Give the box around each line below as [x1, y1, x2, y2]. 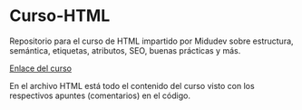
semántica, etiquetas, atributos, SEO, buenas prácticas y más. [9, 45, 241, 55]
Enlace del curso [9, 63, 73, 74]
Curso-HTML [9, 5, 111, 26]
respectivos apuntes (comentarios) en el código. [9, 90, 190, 101]
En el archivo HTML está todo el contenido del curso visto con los [9, 80, 256, 91]
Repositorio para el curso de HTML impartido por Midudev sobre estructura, [9, 35, 294, 46]
